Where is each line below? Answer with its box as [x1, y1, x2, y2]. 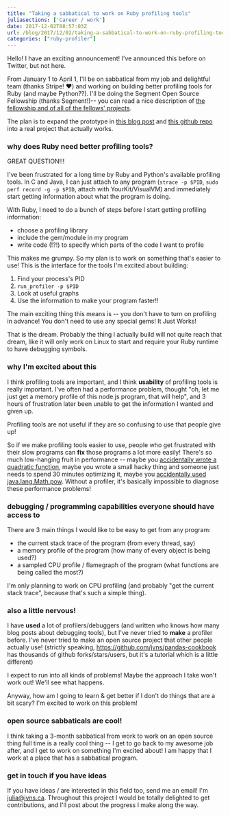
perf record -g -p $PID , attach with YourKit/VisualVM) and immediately [7, 185, 211, 193]
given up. [7, 407, 34, 415]
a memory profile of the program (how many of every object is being [16, 547, 211, 555]
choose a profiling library [16, 226, 88, 235]
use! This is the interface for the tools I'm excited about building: [7, 261, 189, 269]
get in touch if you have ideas [7, 771, 107, 780]
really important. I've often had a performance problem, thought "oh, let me [7, 385, 220, 393]
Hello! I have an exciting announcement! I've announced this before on [7, 54, 207, 62]
